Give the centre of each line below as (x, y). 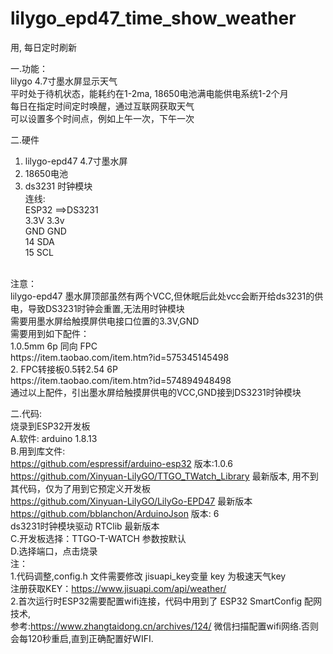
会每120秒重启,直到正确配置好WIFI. (82, 638)
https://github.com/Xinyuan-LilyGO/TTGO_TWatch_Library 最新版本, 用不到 (164, 476)
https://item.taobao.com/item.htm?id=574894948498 (121, 380)
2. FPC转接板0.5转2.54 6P (64, 369)
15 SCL (39, 252)
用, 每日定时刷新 (43, 47)
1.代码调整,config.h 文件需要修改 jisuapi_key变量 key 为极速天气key (148, 576)
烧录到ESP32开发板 (50, 426)
